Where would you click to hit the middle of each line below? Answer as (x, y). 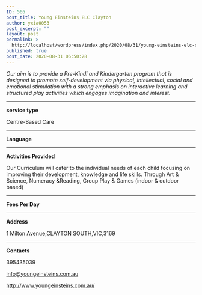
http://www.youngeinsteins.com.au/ (50, 285)
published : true (26, 51)
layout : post (23, 34)
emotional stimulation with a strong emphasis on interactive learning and (97, 86)
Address (17, 221)
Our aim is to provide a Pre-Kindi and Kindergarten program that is (89, 73)
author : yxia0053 (28, 23)
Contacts (18, 251)
